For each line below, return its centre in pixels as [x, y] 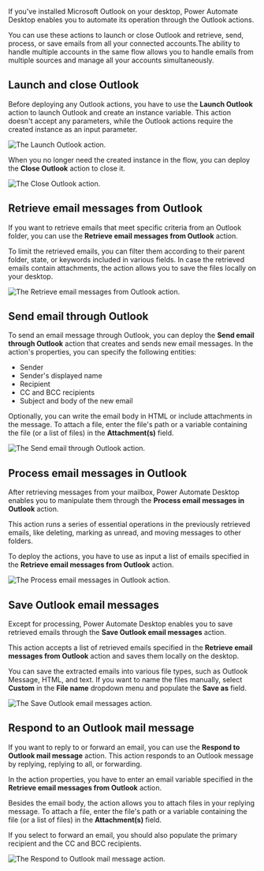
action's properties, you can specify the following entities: [102, 352]
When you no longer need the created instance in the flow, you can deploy [129, 160]
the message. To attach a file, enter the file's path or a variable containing [128, 425]
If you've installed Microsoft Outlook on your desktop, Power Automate [123, 11]
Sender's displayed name [61, 376]
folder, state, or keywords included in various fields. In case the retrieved [126, 259]
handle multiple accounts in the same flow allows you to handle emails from [131, 52]
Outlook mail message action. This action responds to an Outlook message [131, 755]
